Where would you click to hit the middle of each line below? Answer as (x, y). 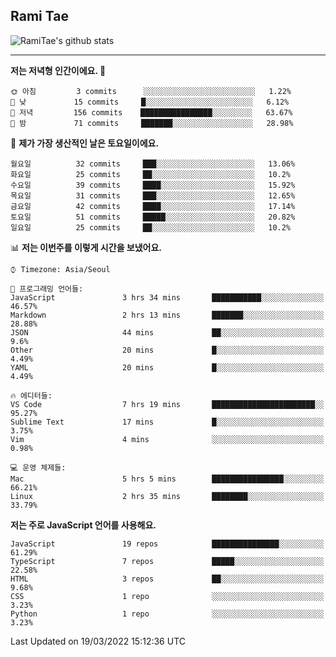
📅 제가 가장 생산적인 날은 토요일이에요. (85, 143)
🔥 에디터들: (31, 395)
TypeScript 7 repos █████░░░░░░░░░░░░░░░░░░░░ (167, 561)
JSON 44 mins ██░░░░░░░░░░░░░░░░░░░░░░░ (167, 332)
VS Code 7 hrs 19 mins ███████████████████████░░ (167, 404)
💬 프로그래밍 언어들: (47, 289)
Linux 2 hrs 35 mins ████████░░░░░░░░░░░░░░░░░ (167, 496)
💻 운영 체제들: (38, 467)
